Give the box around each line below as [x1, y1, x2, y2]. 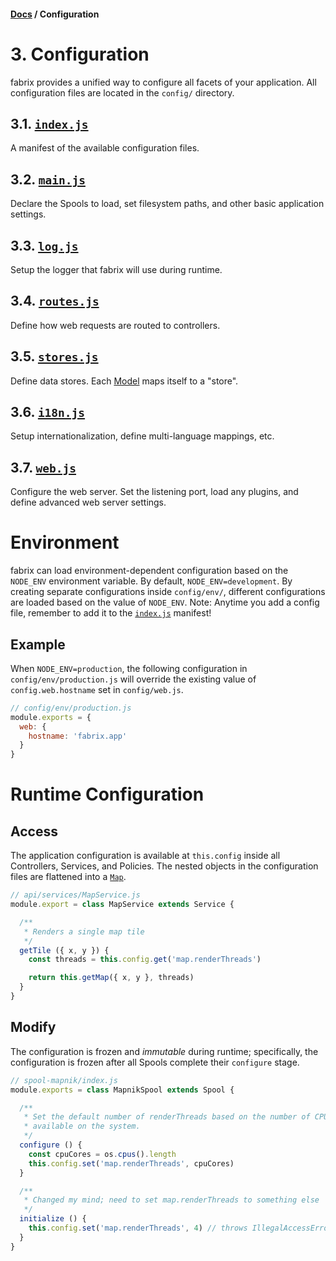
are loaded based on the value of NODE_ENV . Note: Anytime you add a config [10, 596, 320, 609]
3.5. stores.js [10, 348, 99, 365]
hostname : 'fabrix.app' [28, 731, 128, 741]
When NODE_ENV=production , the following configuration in [10, 662, 248, 674]
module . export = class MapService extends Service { [10, 900, 235, 910]
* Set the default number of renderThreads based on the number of [23, 1112, 311, 1122]
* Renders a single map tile [23, 926, 145, 937]
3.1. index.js [10, 115, 89, 132]
